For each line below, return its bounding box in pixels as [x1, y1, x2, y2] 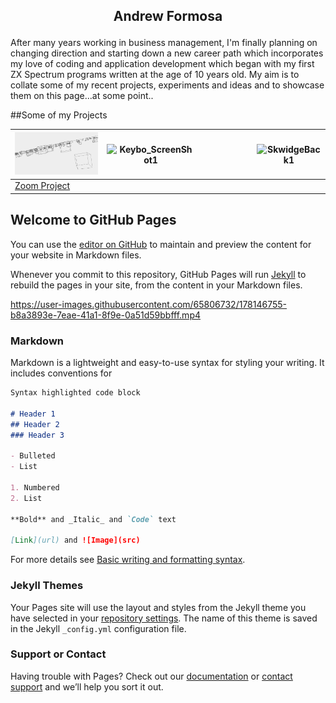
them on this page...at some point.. [10, 90, 154, 102]
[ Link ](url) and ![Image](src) [10, 535, 141, 546]
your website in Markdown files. [10, 249, 142, 261]
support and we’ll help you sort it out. [10, 680, 164, 693]
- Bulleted [10, 451, 56, 461]
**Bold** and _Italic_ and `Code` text [10, 514, 177, 524]
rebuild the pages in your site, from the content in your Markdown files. [10, 279, 303, 291]
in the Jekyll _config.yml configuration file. [10, 622, 187, 634]
